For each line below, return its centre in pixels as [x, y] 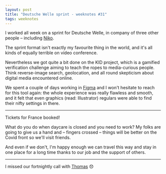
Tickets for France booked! [33, 118]
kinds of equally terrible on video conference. [51, 53]
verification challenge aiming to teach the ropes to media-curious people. [80, 68]
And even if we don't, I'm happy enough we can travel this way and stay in [81, 147]
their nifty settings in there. [33, 104]
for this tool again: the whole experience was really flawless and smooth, [79, 93]
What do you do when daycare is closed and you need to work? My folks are [83, 127]
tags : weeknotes [22, 19]
